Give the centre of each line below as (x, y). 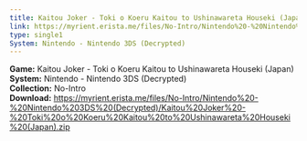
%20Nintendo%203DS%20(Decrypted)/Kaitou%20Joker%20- (128, 108)
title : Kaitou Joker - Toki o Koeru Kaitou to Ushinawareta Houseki (143, 18)
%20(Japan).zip (40, 127)
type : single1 (37, 35)
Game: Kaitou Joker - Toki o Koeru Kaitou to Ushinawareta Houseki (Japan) (152, 69)
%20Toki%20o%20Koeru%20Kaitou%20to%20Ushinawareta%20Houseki (150, 117)
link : (20, 26)
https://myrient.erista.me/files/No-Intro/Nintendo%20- (156, 98)
